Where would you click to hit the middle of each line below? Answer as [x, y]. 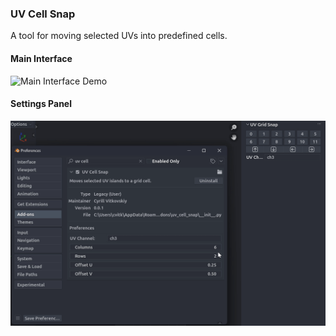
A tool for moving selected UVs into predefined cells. [119, 36]
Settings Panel [41, 104]
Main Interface [41, 58]
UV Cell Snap [43, 14]
